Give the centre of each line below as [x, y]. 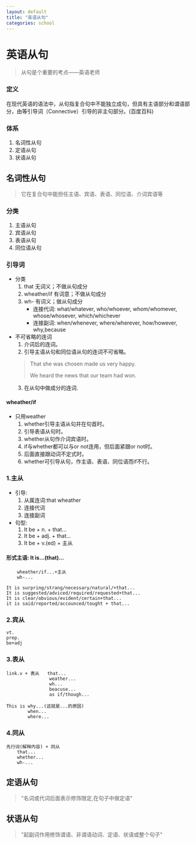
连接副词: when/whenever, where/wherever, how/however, [105, 323]
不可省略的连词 [33, 337]
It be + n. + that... [45, 529]
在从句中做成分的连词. [51, 388]
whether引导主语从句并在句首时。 [66, 424]
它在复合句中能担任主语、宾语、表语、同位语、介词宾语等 [92, 194]
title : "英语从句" [28, 17]
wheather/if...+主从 [42, 572]
